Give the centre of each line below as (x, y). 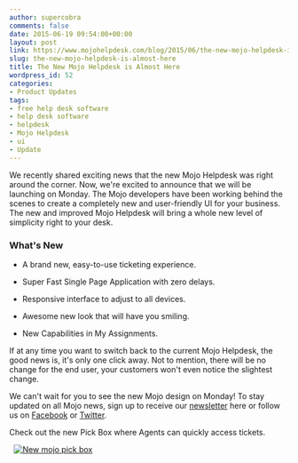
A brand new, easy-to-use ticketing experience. (109, 264)
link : (19, 51)
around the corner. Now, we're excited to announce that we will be (130, 184)
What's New (36, 245)
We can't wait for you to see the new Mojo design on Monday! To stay (137, 395)
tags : (19, 100)
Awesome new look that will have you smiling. (106, 315)
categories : (31, 84)
